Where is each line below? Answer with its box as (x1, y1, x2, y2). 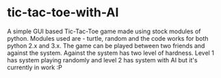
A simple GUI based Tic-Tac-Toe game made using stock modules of (7, 27, 201, 35)
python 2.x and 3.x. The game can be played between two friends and (7, 41, 205, 50)
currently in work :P (7, 63, 63, 71)
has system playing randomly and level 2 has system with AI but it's (7, 56, 198, 64)
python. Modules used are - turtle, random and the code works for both (7, 34, 209, 42)
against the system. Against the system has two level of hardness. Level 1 (7, 49, 214, 57)
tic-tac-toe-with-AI (7, 5, 119, 20)
